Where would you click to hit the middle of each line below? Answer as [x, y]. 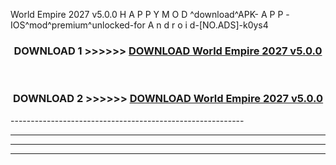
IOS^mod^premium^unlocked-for [78, 25]
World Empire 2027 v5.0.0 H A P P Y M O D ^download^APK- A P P [147, 14]
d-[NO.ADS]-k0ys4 [229, 25]
